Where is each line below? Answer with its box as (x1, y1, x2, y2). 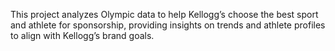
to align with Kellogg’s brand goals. (10, 30, 155, 41)
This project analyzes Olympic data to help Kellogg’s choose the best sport (10, 9, 319, 20)
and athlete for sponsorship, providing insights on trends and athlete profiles (10, 19, 326, 31)
